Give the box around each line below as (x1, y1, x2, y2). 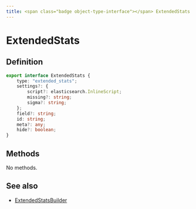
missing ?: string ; (27, 94, 72, 100)
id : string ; (16, 116, 46, 122)
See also (6, 181, 38, 191)
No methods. (6, 164, 38, 171)
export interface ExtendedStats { (6, 73, 91, 78)
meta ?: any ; (16, 121, 46, 128)
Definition (6, 57, 43, 67)
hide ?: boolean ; (16, 127, 57, 133)
